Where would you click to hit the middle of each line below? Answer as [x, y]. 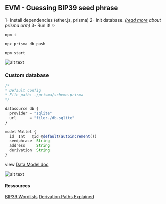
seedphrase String [30, 141]
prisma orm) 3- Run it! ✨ [30, 25]
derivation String [30, 150]
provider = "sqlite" [31, 113]
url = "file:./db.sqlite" [42, 118]
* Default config [23, 90]
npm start [15, 53]
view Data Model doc [27, 164]
